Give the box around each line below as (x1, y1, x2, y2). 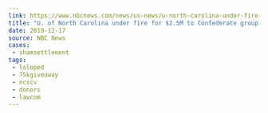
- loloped (11, 64, 45, 72)
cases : (8, 41, 30, 49)
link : (8, 11, 26, 20)
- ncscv (11, 78, 37, 86)
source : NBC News (8, 33, 66, 42)
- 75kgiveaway (11, 71, 59, 79)
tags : (8, 56, 26, 64)
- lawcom (11, 93, 41, 101)
